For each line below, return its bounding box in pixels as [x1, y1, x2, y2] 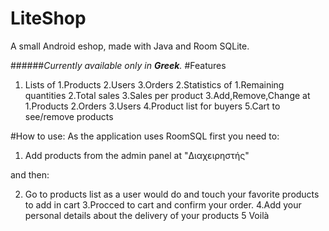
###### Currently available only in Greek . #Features [10, 59, 227, 71]
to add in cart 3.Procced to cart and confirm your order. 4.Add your [24, 198, 302, 211]
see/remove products [24, 110, 114, 122]
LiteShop [10, 7, 87, 30]
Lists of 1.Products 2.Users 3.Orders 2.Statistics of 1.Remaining [24, 78, 285, 91]
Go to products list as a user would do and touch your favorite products [24, 188, 320, 200]
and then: [10, 168, 50, 181]
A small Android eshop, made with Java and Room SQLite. [10, 40, 250, 52]
